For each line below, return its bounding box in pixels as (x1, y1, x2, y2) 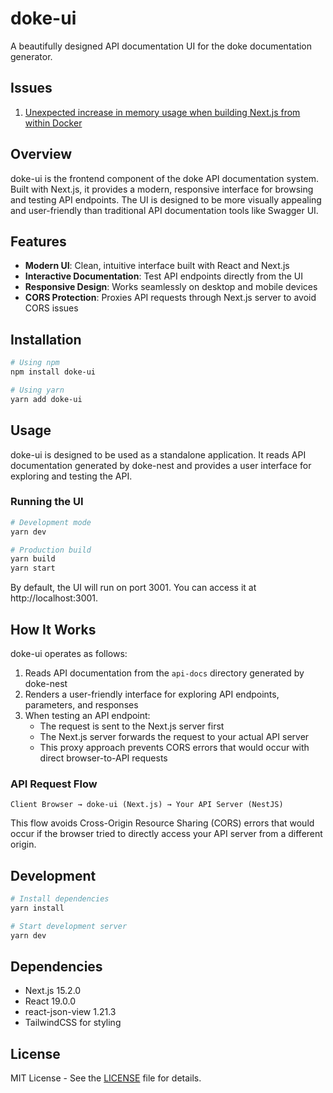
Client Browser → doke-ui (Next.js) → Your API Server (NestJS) (10, 800, 284, 810)
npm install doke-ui (10, 367, 97, 377)
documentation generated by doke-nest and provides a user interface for (10, 459, 312, 471)
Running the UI (10, 495, 84, 509)
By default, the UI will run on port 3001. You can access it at (10, 582, 257, 594)
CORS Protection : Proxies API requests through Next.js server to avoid (24, 292, 317, 304)
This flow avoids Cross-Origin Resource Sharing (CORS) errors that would (10, 817, 315, 829)
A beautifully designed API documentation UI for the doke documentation (10, 40, 313, 52)
